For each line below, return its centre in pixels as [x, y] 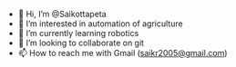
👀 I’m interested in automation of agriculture [101, 24]
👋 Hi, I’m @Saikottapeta [62, 14]
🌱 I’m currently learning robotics [78, 33]
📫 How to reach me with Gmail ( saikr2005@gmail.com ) [123, 53]
